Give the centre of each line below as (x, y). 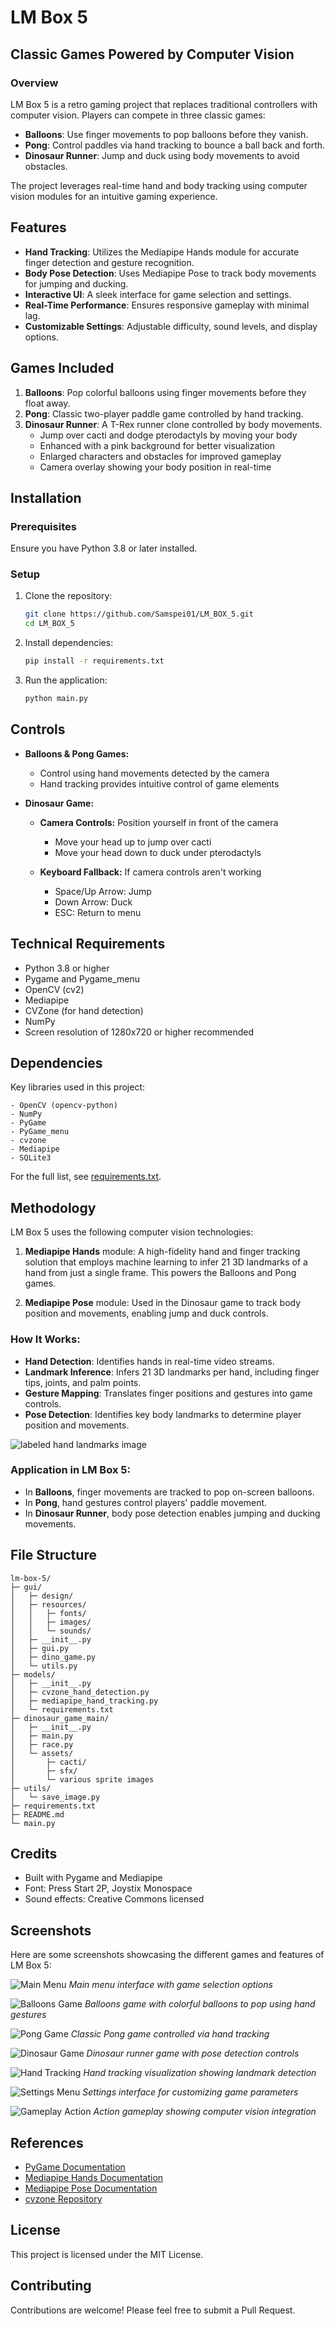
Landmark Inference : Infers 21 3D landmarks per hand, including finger (172, 1372)
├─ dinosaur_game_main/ (60, 1718)
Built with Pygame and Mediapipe (93, 1878)
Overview (34, 83)
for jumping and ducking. (76, 283)
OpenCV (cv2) (54, 989)
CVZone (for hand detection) (84, 1010)
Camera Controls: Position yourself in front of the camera (159, 822)
